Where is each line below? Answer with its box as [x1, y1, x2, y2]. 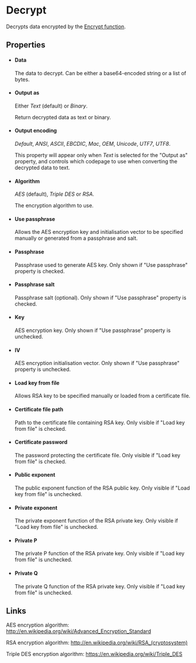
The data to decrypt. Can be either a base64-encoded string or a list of [14, 69, 187, 76]
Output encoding [14, 127, 57, 134]
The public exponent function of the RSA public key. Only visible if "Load [14, 484, 190, 491]
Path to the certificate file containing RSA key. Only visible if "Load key [14, 418, 185, 426]
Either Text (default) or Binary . [14, 102, 88, 109]
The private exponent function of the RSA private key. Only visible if [14, 517, 178, 524]
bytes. [14, 76, 30, 83]
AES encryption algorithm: [6, 621, 70, 629]
